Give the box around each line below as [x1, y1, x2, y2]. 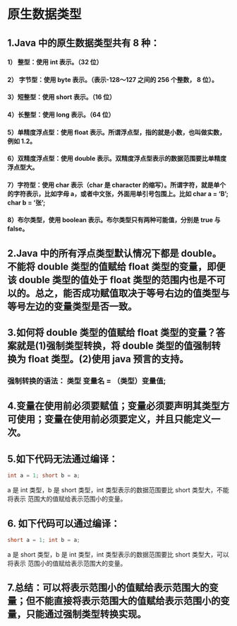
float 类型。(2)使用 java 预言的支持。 [28, 353, 189, 365]
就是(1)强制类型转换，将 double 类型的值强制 [16, 340, 212, 352]
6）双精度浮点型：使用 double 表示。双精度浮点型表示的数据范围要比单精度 [7, 154, 227, 163]
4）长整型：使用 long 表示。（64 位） [7, 110, 115, 119]
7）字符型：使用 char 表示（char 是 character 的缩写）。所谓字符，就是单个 [7, 180, 226, 189]
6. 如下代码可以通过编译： [7, 517, 121, 529]
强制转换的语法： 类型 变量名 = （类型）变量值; [7, 376, 166, 386]
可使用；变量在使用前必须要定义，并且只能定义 [7, 413, 212, 425]
